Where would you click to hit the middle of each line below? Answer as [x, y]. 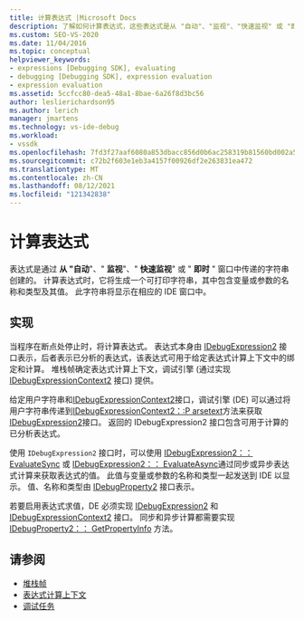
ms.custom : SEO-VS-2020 [54, 34]
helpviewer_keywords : [50, 60]
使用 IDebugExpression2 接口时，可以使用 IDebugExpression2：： [131, 453]
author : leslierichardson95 [62, 102]
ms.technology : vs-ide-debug [64, 128]
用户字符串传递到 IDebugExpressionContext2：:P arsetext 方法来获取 [136, 410]
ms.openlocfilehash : [48, 152]
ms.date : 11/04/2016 [48, 43]
